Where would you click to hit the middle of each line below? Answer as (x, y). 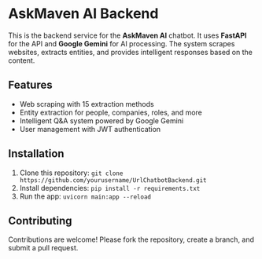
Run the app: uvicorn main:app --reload (85, 196)
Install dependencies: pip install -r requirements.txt (110, 188)
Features (30, 85)
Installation (36, 154)
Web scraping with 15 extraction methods (87, 104)
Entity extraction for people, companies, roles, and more (111, 112)
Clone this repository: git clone (71, 173)
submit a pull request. (43, 248)
